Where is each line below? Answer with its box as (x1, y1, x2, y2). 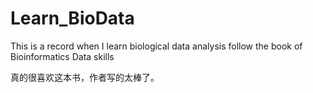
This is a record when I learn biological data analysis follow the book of (10, 40, 303, 52)
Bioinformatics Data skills (10, 50, 115, 62)
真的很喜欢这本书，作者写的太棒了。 (10, 71, 160, 83)
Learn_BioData (10, 7, 135, 30)
